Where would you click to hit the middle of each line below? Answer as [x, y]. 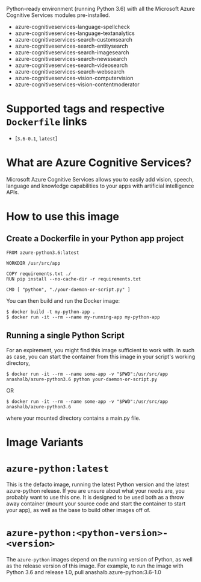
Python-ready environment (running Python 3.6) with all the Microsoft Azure [101, 9]
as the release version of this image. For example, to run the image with [95, 566]
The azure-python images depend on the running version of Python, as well [99, 559]
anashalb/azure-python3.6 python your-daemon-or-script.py [82, 379]
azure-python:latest [58, 469]
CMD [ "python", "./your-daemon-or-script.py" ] [68, 289]
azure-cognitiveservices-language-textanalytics [75, 33]
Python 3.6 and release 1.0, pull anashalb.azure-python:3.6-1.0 [84, 572]
